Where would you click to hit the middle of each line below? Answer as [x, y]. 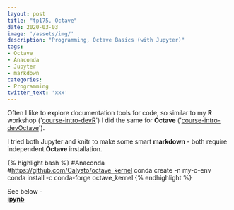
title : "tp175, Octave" [42, 21]
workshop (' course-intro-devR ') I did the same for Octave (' [94, 120]
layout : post [27, 14]
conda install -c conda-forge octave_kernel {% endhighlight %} [100, 178]
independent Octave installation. [55, 149]
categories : [25, 80]
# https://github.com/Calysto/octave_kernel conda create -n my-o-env [109, 170]
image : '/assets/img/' [41, 34]
